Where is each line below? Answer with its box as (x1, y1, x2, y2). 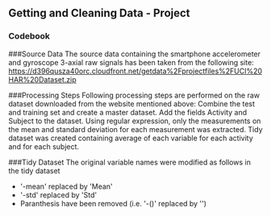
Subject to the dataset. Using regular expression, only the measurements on (8, 116, 261, 126)
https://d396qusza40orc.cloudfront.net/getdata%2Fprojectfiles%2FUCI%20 (8, 66, 263, 76)
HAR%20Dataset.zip (8, 74, 77, 84)
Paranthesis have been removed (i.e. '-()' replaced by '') (19, 198, 207, 208)
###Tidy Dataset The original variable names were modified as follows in (8, 157, 252, 167)
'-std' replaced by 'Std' (19, 189, 98, 200)
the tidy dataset (8, 165, 60, 176)
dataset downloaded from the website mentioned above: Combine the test (8, 98, 256, 108)
